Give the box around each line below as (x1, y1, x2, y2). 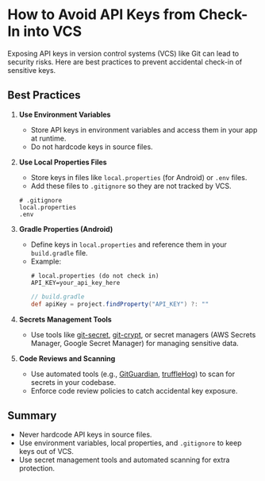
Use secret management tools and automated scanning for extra (18, 455, 230, 465)
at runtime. (30, 133, 67, 143)
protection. (18, 464, 56, 473)
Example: (30, 256, 61, 266)
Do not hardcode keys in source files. (30, 141, 153, 152)
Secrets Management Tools (18, 314, 112, 324)
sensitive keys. (7, 65, 56, 75)
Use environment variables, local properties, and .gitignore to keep (18, 438, 242, 448)
